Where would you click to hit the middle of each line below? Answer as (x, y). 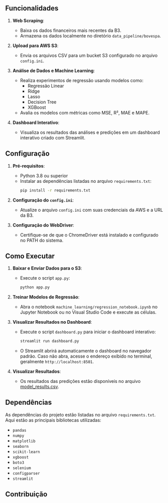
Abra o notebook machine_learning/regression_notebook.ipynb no (89, 307)
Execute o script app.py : (45, 278)
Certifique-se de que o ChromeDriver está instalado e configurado (89, 235)
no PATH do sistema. (42, 240)
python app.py (35, 287)
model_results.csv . (40, 386)
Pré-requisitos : (29, 166)
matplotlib (24, 441)
